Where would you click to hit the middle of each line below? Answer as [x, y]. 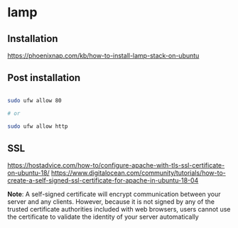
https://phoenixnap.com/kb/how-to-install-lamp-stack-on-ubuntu [103, 55]
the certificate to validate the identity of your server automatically [103, 217]
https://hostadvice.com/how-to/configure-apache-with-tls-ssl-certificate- [116, 165]
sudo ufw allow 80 [34, 100]
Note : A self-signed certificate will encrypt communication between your [114, 194]
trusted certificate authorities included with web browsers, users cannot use [119, 210]
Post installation [44, 78]
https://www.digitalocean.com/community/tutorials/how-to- [138, 173]
